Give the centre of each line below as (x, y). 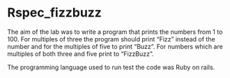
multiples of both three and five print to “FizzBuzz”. (80, 54)
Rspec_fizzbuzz (55, 13)
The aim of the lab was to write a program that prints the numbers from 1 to (115, 32)
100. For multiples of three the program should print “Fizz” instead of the (111, 39)
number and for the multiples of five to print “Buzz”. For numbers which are (115, 46)
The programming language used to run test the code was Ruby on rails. (111, 67)
